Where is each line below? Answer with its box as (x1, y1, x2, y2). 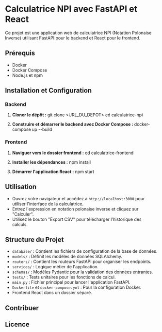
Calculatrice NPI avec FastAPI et (5, 3, 137, 15)
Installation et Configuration (5, 87, 92, 95)
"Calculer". (12, 211, 34, 217)
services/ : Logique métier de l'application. (12, 264, 98, 270)
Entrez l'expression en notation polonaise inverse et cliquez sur (12, 206, 139, 212)
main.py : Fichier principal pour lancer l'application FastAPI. (12, 280, 130, 285)
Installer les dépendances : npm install (12, 159, 91, 165)
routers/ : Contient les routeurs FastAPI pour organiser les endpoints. (12, 259, 152, 264)
